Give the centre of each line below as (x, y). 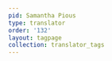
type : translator (37, 23)
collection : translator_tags (56, 45)
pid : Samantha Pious (42, 15)
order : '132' (30, 30)
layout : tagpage (35, 38)
